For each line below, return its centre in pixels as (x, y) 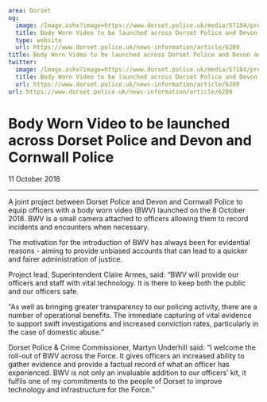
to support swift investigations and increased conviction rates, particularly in (133, 324)
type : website (39, 40)
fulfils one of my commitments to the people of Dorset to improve (115, 381)
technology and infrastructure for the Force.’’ (82, 390)
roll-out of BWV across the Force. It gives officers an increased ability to (126, 356)
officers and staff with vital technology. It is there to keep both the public (127, 283)
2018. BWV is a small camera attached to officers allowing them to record (128, 219)
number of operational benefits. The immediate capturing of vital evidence (130, 316)
